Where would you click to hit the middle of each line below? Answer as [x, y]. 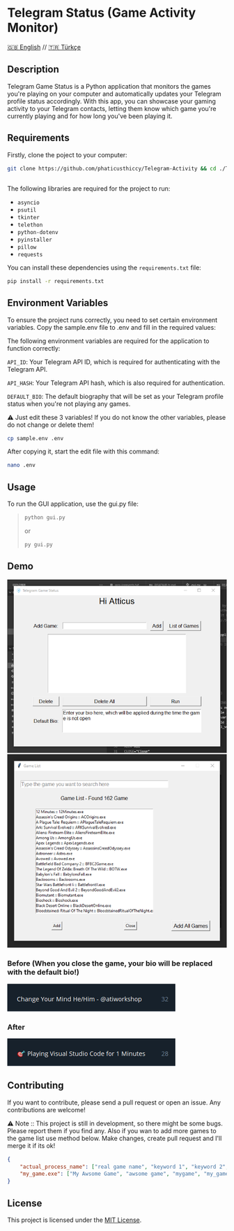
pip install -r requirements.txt [56, 281]
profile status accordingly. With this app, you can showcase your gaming [111, 101]
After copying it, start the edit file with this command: [84, 451]
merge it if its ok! [31, 1145]
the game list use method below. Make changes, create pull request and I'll [115, 1138]
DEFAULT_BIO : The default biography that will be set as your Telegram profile [116, 396]
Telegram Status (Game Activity [102, 13]
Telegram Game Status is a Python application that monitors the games [109, 86]
